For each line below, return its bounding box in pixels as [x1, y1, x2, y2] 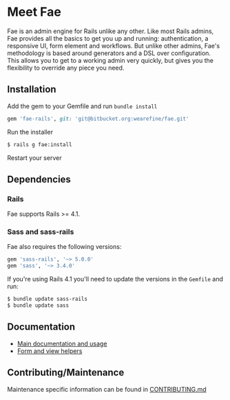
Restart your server [7, 153, 62, 162]
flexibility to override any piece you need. [7, 63, 125, 72]
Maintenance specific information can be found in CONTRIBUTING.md [7, 385, 207, 393]
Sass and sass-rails [7, 227, 74, 237]
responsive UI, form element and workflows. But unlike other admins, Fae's [7, 41, 220, 50]
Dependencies [7, 173, 71, 185]
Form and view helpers [17, 346, 83, 355]
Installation [7, 83, 56, 95]
